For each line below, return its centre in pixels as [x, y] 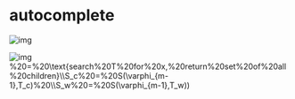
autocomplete [62, 15]
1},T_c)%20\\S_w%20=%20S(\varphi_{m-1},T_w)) [99, 85]
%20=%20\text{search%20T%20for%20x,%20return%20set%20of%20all [148, 66]
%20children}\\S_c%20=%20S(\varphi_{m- [89, 75]
